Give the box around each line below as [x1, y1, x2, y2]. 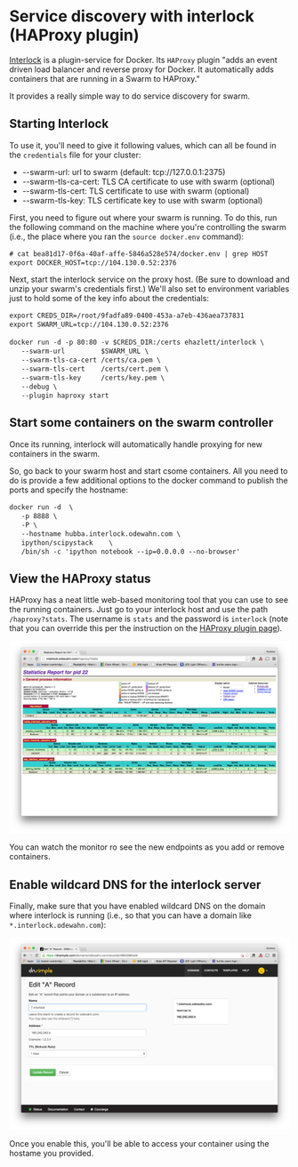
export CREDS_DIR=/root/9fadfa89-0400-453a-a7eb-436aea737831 [9, 311, 245, 320]
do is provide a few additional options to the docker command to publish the [9, 475, 288, 485]
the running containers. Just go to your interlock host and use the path [9, 604, 269, 615]
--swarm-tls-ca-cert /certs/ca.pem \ [20, 356, 162, 364]
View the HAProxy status [9, 571, 151, 586]
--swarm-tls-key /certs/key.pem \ [20, 373, 165, 382]
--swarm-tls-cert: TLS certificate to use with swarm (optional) [21, 185, 250, 196]
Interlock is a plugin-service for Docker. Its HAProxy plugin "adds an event [9, 54, 278, 65]
